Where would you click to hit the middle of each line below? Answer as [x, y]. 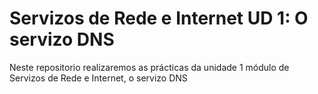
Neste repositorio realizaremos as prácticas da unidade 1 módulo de [149, 67]
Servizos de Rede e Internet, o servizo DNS [98, 78]
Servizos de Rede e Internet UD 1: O [159, 18]
